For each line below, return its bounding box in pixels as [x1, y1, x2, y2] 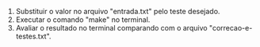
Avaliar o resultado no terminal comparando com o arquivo [15, 23, 208, 32]
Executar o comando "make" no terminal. [15, 15, 151, 24]
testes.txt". [15, 31, 52, 41]
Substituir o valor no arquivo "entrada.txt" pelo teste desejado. [15, 7, 220, 16]
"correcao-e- [208, 23, 253, 32]
